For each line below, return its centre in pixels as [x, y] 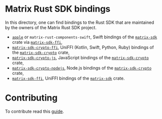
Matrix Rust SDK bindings [58, 9]
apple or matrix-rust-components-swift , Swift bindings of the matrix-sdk [85, 37]
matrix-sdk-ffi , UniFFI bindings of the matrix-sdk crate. [68, 78]
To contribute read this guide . [35, 111]
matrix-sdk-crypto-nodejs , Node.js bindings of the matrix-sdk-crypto [82, 68]
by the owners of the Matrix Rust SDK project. [51, 27]
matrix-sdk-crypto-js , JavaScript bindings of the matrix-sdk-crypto [80, 57]
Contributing [31, 98]
